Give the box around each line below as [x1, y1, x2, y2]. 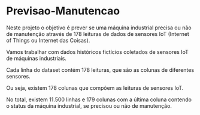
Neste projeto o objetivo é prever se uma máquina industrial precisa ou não [6, 24, 192, 31]
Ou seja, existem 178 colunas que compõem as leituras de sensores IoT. [6, 84, 184, 91]
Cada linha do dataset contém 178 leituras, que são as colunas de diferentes [6, 66, 195, 73]
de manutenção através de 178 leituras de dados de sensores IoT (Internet [6, 30, 190, 37]
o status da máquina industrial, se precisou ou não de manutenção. [6, 102, 172, 109]
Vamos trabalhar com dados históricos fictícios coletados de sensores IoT [6, 48, 189, 55]
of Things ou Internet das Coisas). [6, 37, 90, 44]
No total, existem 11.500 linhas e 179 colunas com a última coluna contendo [6, 96, 192, 103]
